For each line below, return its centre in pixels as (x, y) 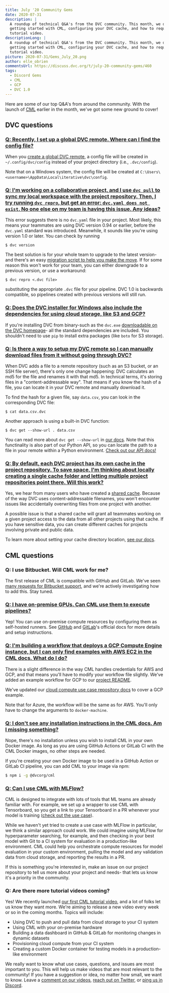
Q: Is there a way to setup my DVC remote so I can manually (79, 349)
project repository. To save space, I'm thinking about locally (80, 470)
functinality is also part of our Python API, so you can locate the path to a (81, 445)
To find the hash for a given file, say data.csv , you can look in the (73, 397)
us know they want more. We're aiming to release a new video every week (82, 907)
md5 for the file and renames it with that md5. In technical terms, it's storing (84, 377)
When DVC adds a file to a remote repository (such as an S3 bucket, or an (82, 366)
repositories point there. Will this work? (55, 482)
